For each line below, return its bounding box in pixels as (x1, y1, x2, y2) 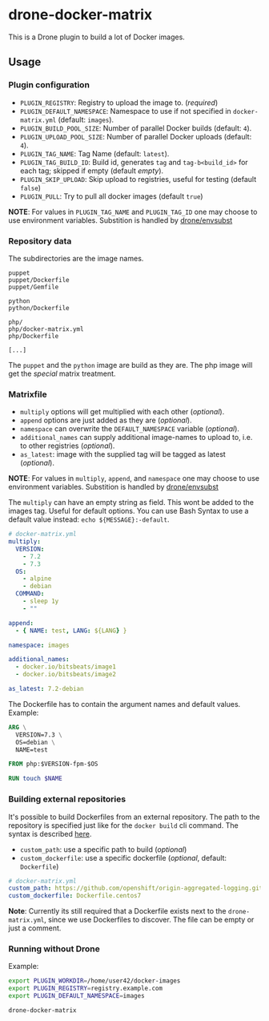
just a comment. (8, 923, 62, 933)
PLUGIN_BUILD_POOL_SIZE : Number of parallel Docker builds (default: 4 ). (19, 123, 252, 133)
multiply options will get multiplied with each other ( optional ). (19, 407, 225, 417)
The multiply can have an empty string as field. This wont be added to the (8, 498, 255, 507)
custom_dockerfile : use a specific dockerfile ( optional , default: (19, 853, 227, 862)
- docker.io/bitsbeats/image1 (15, 663, 116, 671)
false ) (19, 183, 42, 192)
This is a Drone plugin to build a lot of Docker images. (8, 32, 186, 42)
